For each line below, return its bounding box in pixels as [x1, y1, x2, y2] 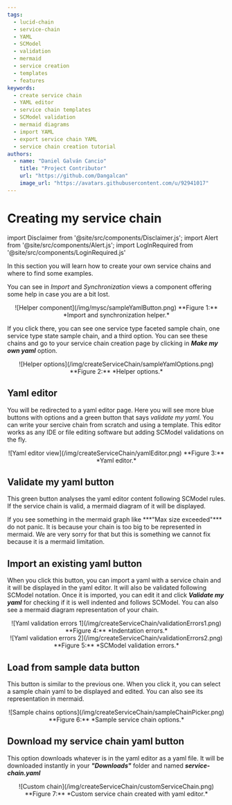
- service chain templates [13, 106, 91, 114]
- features [13, 77, 45, 84]
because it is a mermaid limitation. [7, 538, 105, 546]
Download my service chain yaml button [7, 736, 185, 747]
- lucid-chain [13, 18, 54, 26]
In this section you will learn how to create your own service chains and [7, 261, 211, 270]
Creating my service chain [7, 210, 162, 226]
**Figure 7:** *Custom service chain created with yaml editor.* [24, 789, 208, 798]
